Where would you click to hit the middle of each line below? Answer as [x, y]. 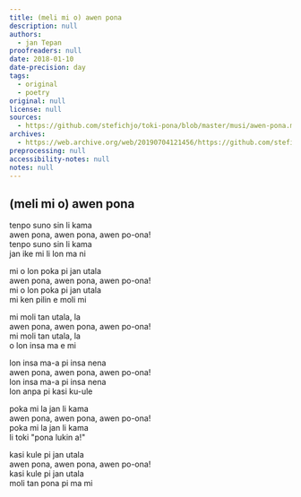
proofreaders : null [46, 51]
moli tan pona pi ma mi [51, 484]
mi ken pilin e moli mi [48, 300]
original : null [38, 101]
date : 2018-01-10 [42, 59]
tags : [19, 76]
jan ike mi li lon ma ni [48, 254]
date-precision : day [48, 68]
